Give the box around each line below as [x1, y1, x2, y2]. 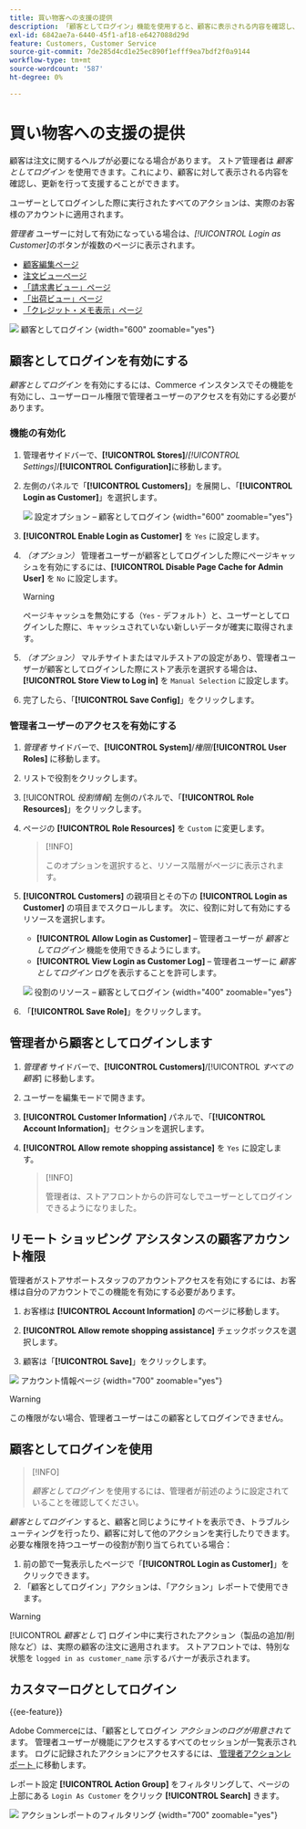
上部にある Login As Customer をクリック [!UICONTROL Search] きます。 [9, 1791, 284, 1802]
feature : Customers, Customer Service [9, 38, 157, 48]
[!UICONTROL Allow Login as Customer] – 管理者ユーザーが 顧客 [36, 933, 282, 944]
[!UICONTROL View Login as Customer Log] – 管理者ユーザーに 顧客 [36, 956, 296, 967]
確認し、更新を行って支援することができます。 [9, 177, 184, 188]
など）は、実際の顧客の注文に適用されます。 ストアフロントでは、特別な [16, 1641, 291, 1652]
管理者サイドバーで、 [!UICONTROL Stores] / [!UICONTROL [22, 449, 241, 460]
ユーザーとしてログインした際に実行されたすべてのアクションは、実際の [9, 197, 280, 208]
